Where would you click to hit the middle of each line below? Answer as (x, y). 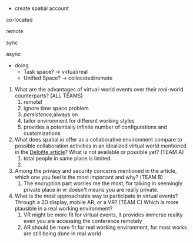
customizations (42, 133)
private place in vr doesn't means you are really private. (91, 190)
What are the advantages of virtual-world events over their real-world (99, 90)
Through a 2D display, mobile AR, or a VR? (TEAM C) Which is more (96, 202)
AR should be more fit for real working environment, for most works (105, 227)
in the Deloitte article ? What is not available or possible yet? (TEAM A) (99, 152)
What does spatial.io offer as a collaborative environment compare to (98, 140)
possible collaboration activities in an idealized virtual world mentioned (100, 146)
